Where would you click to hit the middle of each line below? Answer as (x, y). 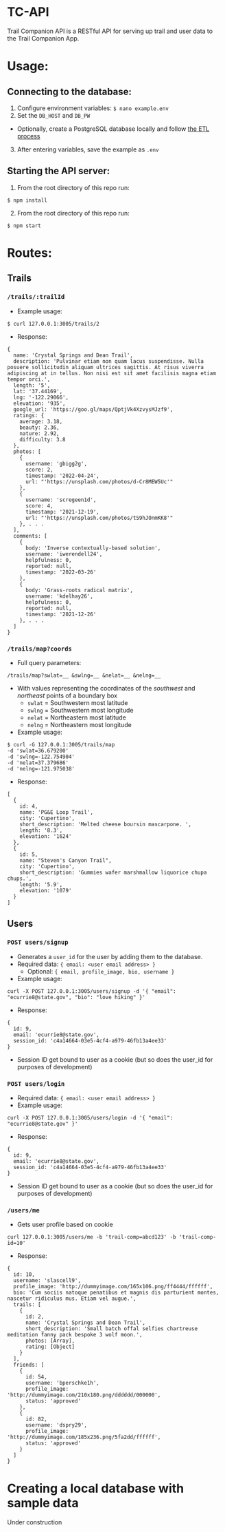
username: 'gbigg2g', (56, 463)
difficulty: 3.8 (43, 439)
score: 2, (39, 470)
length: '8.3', (41, 830)
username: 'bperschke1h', (62, 1383)
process (28, 136)
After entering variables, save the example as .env (88, 149)
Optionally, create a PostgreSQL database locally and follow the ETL (113, 129)
